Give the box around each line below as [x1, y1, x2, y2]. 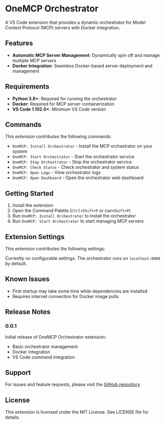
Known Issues [5, 275, 50, 283]
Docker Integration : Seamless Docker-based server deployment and [12, 62, 153, 68]
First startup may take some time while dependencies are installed [12, 288, 147, 294]
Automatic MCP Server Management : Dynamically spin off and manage [12, 52, 160, 58]
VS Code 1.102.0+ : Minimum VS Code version [12, 106, 106, 112]
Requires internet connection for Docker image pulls [12, 293, 119, 299]
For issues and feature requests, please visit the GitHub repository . [5, 381, 141, 387]
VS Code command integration [12, 354, 75, 360]
